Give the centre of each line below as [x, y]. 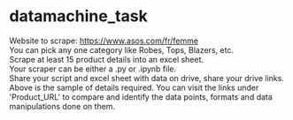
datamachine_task [78, 16]
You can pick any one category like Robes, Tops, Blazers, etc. [122, 49]
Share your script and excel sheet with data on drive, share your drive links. [147, 78]
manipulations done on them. [62, 106]
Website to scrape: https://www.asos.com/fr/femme [104, 41]
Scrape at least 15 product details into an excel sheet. [107, 59]
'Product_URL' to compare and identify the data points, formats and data [141, 97]
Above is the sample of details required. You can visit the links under [134, 87]
